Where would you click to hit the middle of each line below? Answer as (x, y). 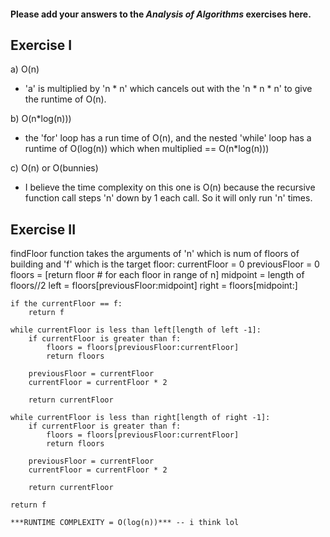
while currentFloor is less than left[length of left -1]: (136, 330)
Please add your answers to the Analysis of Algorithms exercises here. (161, 14)
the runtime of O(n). (65, 99)
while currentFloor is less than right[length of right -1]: (140, 418)
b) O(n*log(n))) (41, 119)
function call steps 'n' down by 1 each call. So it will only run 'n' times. (168, 198)
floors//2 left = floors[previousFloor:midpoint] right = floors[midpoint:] (154, 286)
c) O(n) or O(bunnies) (54, 168)
